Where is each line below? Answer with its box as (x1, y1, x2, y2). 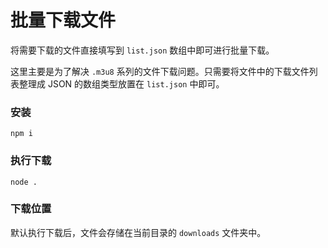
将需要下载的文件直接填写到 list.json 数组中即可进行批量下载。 (10, 44, 275, 56)
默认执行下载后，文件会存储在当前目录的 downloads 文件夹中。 (10, 226, 267, 238)
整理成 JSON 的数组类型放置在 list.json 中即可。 (18, 77, 225, 90)
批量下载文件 (10, 9, 117, 32)
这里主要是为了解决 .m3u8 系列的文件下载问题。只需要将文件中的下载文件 (10, 65, 310, 77)
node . (10, 177, 38, 187)
